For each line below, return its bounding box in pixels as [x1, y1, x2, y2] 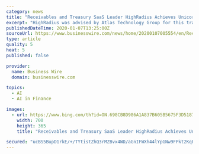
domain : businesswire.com [11, 74, 76, 80]
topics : [6, 85, 25, 91]
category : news [6, 8, 44, 15]
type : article [6, 36, 41, 42]
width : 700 [17, 117, 44, 123]
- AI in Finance [11, 96, 52, 102]
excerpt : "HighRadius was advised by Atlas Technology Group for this [6, 19, 184, 25]
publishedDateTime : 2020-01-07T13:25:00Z [6, 25, 110, 31]
